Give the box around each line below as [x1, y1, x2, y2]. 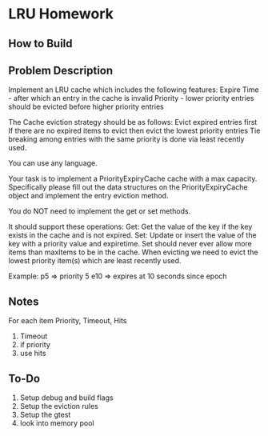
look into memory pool [19, 418, 94, 428]
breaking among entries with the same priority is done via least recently [8, 134, 245, 144]
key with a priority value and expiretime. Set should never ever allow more [8, 239, 252, 249]
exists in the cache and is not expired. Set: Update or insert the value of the [8, 230, 258, 240]
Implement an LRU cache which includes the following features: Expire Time [8, 85, 259, 94]
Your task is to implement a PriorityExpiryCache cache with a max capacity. [8, 174, 258, 184]
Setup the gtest [19, 410, 71, 420]
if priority [19, 340, 50, 350]
